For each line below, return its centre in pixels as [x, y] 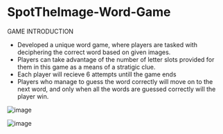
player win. [33, 96]
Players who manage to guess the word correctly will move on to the [115, 81]
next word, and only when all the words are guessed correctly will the [116, 89]
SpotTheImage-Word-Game [89, 12]
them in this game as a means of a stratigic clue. [86, 67]
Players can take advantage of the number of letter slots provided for [116, 59]
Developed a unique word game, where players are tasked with [107, 44]
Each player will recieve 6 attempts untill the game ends [97, 74]
